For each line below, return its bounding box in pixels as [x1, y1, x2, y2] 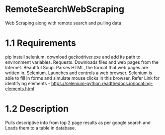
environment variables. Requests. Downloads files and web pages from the [5, 59, 159, 65]
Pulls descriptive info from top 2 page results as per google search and [5, 120, 151, 126]
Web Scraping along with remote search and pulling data [5, 20, 122, 26]
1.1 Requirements [5, 37, 76, 49]
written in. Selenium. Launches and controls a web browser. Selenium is [5, 70, 153, 76]
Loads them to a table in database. [5, 125, 76, 131]
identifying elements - [5, 80, 51, 86]
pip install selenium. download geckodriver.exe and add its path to [5, 54, 141, 60]
